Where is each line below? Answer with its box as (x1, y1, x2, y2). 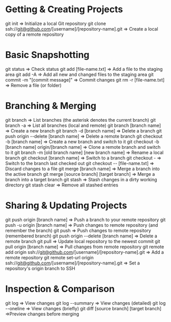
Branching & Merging (5, 100, 97, 112)
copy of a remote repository (5, 31, 64, 37)
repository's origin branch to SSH (5, 265, 75, 271)
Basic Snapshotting (5, 49, 90, 61)
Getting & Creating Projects (5, 4, 123, 15)
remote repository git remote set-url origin (5, 254, 94, 260)
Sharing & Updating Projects (5, 200, 127, 211)
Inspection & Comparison (5, 283, 115, 294)
